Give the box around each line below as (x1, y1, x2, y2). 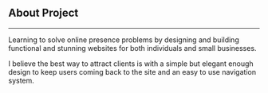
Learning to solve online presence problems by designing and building (8, 35, 239, 45)
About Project (8, 6, 79, 20)
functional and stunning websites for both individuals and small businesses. (8, 43, 257, 52)
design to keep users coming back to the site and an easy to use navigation (8, 67, 257, 76)
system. (8, 76, 34, 85)
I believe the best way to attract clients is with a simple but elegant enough (8, 59, 254, 68)
